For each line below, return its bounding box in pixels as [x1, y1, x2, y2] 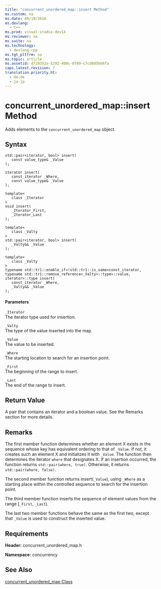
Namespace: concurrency [5, 552, 58, 558]
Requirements [5, 529, 48, 538]
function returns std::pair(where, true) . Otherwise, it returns [5, 462, 129, 467]
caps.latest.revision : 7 [5, 66, 55, 71]
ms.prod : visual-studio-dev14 [5, 30, 66, 34]
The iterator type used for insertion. [5, 314, 76, 320]
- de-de [9, 75, 25, 79]
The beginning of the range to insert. [5, 369, 78, 374]
